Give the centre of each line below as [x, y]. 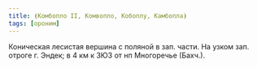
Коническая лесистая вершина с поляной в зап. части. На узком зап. [129, 46]
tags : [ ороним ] [34, 23]
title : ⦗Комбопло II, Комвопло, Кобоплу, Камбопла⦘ [98, 16]
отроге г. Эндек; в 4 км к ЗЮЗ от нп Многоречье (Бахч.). [107, 55]
